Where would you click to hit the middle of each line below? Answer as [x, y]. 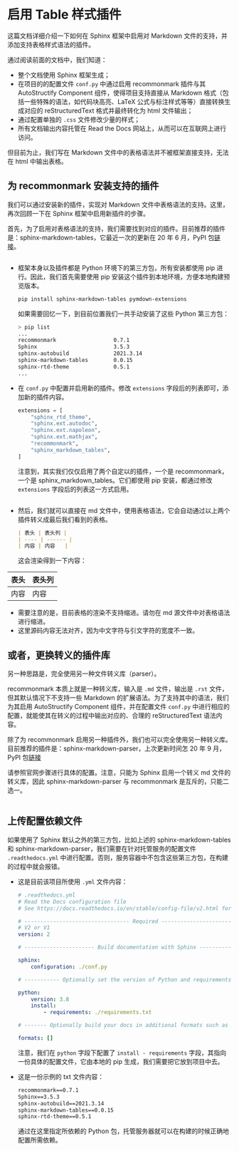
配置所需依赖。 [39, 1140]
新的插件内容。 [46, 397]
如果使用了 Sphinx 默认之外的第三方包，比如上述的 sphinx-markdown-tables [119, 840]
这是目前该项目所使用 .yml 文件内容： [73, 882]
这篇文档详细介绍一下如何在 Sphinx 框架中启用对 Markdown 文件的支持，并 [117, 36]
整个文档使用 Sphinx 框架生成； [64, 75]
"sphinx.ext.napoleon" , [66, 430]
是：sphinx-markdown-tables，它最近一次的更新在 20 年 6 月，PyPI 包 [111, 237]
